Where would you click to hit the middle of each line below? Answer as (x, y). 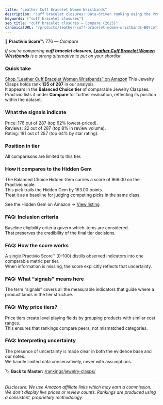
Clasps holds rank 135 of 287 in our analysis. (50, 84)
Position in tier (22, 146)
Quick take (18, 68)
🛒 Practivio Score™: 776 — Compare (42, 41)
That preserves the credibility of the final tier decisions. (60, 233)
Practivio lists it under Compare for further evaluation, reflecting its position (81, 95)
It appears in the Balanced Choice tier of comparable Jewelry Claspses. (77, 89)
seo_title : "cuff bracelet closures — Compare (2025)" (62, 23)
